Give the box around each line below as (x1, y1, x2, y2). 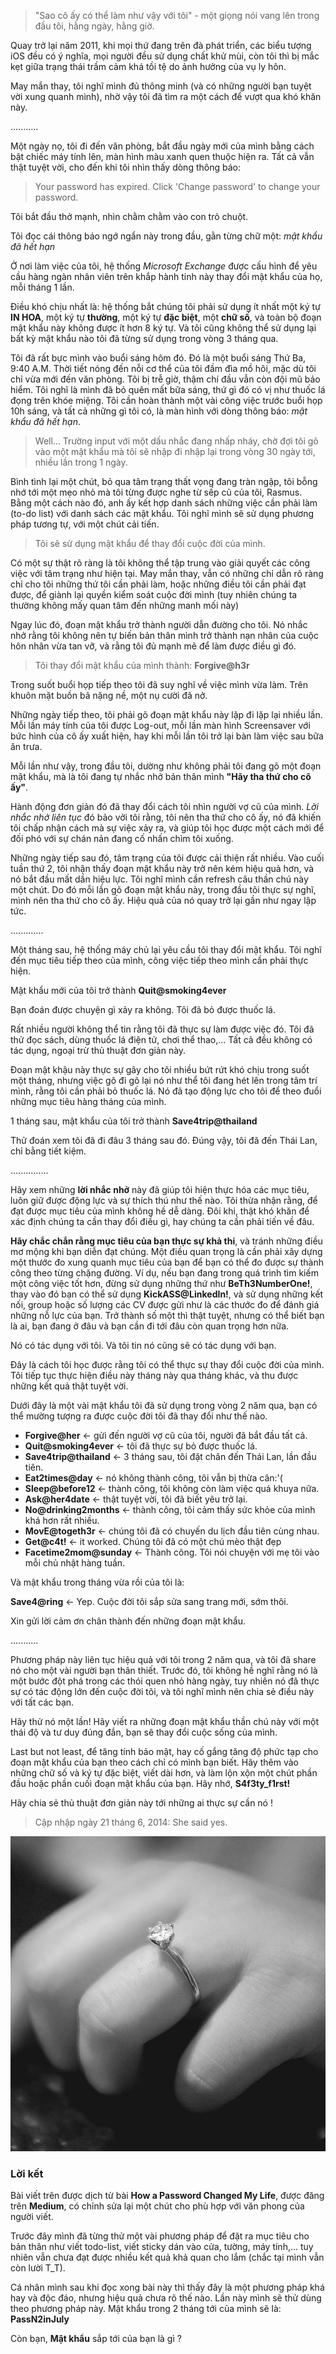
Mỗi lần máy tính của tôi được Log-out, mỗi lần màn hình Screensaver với (10, 720, 311, 731)
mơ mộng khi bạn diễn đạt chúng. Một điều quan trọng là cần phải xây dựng (10, 1246, 323, 1257)
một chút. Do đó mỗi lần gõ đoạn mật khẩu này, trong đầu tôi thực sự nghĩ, (10, 884, 317, 895)
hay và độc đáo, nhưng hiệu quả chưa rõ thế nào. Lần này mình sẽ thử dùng (10, 2292, 322, 2304)
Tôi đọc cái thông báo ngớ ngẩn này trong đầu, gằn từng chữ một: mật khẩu (10, 230, 323, 242)
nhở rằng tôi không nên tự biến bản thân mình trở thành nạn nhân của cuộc (10, 630, 319, 641)
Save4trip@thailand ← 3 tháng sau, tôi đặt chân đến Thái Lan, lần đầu (24, 1451, 317, 1462)
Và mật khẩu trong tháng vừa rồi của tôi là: (10, 1576, 185, 1588)
